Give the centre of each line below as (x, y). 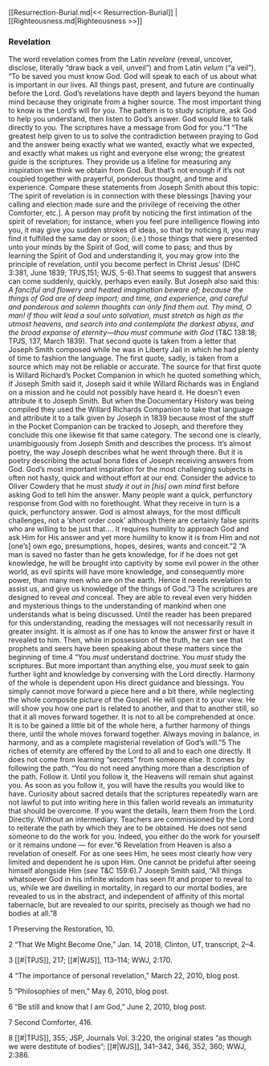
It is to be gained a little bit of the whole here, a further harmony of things (129, 726)
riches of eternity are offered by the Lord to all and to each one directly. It (130, 751)
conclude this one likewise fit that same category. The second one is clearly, (135, 435)
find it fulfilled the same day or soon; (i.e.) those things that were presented (133, 239)
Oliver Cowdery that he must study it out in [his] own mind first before (124, 486)
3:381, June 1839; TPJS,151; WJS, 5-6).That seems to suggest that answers (132, 273)
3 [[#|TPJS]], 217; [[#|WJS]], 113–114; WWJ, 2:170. (90, 960)
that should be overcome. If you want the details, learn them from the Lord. (132, 811)
